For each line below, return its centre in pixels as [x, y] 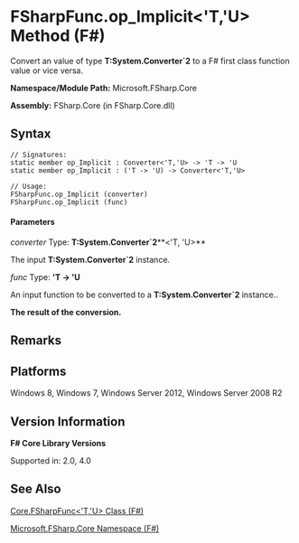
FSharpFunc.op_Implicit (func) [69, 202]
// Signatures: [39, 154]
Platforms [38, 371]
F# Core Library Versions [58, 443]
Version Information [68, 421]
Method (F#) [58, 36]
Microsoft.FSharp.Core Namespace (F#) [85, 528]
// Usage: [29, 186]
